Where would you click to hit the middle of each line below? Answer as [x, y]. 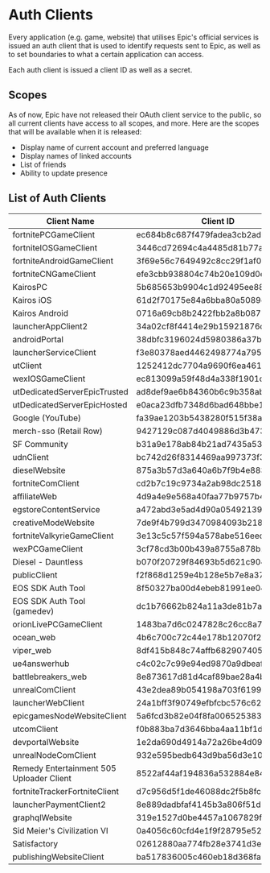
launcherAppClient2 [50, 326]
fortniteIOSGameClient [55, 247]
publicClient [35, 575]
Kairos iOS [32, 300]
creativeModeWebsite [53, 523]
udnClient [31, 457]
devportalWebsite [46, 742]
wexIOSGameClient [49, 379]
